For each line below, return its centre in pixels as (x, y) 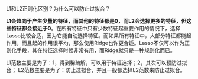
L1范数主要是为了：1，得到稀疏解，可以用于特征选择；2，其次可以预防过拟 (97, 63)
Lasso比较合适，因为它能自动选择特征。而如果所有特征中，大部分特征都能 (96, 36)
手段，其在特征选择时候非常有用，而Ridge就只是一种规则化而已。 (96, 50)
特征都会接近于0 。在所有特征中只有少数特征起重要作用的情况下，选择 (96, 28)
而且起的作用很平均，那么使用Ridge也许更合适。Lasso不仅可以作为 (103, 43)
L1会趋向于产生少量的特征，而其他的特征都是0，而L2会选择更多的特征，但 (96, 21)
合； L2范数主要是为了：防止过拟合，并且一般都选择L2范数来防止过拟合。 (96, 70)
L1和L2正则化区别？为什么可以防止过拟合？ (58, 8)
